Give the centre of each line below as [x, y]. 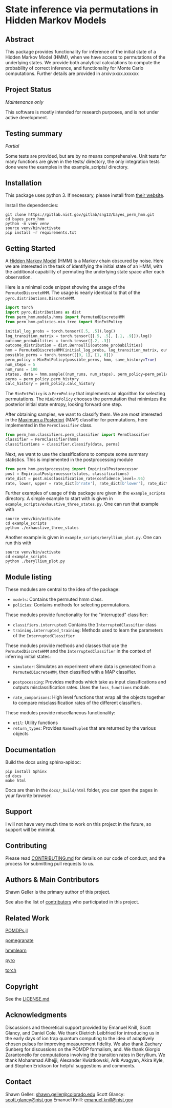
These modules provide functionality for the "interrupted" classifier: [77, 615]
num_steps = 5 [20, 364]
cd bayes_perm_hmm [25, 219]
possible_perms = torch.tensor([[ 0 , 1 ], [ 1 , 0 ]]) [59, 355]
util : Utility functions [35, 723]
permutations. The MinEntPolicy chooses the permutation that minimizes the [86, 399]
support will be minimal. [30, 829]
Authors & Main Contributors [52, 880]
